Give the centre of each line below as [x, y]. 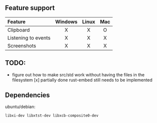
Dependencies [27, 95]
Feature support [30, 8]
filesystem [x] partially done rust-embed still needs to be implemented [82, 80]
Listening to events [29, 37]
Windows [66, 21]
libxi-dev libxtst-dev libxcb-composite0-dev [52, 116]
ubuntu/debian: [20, 107]
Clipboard [19, 30]
